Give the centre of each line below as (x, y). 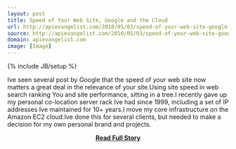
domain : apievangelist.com (47, 40)
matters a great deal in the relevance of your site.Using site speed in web (113, 87)
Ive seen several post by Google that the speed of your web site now (107, 80)
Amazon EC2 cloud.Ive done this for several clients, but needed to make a (114, 117)
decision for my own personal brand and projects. (79, 124)
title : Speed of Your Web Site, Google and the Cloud (88, 20)
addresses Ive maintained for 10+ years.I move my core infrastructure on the (118, 109)
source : (19, 33)
